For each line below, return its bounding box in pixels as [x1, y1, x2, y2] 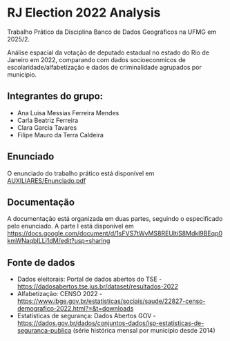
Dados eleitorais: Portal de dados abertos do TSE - [17, 275, 162, 284]
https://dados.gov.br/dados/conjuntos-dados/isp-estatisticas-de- [17, 319, 204, 327]
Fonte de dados [7, 257, 75, 269]
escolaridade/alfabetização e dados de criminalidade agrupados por [7, 63, 202, 71]
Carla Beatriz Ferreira [17, 116, 79, 124]
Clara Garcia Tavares [17, 123, 77, 132]
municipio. [7, 70, 37, 79]
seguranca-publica [17, 327, 72, 335]
